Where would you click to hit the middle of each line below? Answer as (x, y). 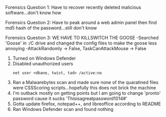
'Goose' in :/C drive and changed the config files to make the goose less (81, 43)
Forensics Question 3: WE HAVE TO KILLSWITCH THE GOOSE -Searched (82, 38)
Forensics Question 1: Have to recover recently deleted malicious (73, 7)
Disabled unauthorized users (43, 64)
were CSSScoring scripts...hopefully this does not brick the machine (84, 88)
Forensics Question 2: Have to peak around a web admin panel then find (81, 23)
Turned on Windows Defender (44, 58)
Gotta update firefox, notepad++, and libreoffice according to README (87, 104)
